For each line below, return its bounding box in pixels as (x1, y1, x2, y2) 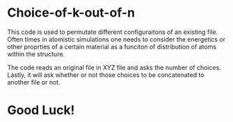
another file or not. (7, 78, 61, 86)
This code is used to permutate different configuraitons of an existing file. (7, 28, 218, 36)
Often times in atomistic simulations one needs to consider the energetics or (7, 35, 226, 43)
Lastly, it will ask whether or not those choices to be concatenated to (7, 71, 204, 79)
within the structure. (7, 50, 65, 58)
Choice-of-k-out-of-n (7, 5, 136, 21)
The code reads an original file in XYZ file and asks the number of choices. (7, 63, 221, 71)
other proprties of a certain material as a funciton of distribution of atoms (7, 42, 217, 51)
